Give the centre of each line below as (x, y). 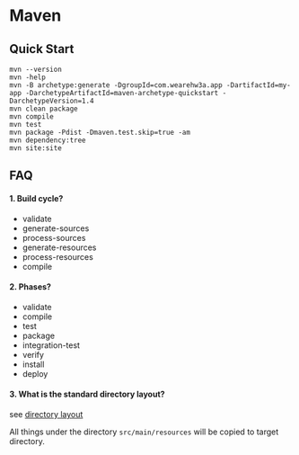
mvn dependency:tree (48, 140)
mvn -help (28, 77)
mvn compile (31, 117)
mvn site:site (36, 148)
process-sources (54, 237)
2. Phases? (31, 287)
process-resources (58, 256)
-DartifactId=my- (259, 85)
